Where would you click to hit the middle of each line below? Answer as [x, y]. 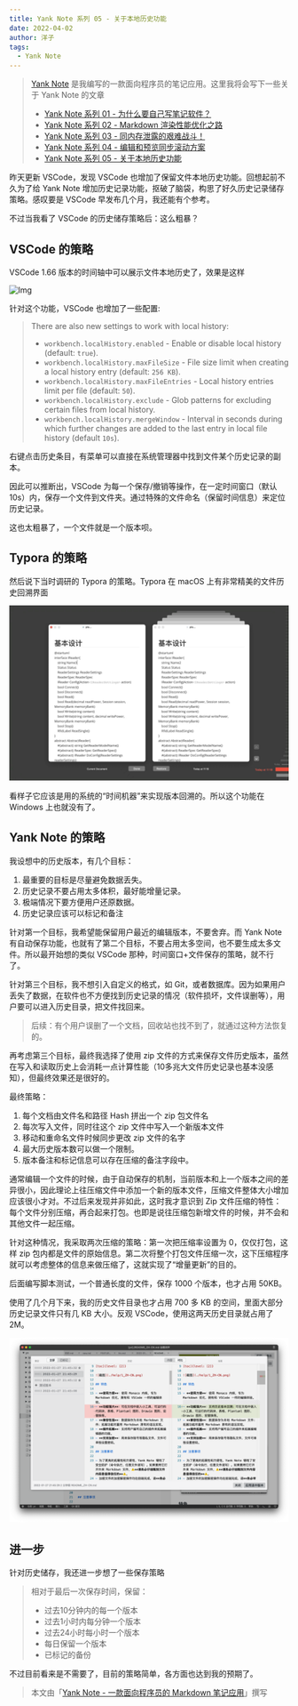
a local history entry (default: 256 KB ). [113, 371]
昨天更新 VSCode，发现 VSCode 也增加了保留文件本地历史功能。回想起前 [143, 177]
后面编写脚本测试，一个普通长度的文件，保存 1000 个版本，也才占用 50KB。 [148, 1283]
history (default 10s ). [82, 438]
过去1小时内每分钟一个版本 [93, 1622]
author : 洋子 [32, 37]
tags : [19, 47]
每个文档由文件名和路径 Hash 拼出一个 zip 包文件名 [115, 1115]
